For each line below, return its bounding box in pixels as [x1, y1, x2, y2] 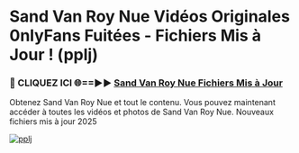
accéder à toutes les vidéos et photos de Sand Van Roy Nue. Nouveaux [9, 106, 275, 118]
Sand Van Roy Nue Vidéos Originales [9, 6, 291, 27]
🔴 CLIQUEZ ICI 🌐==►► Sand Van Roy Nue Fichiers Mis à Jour [9, 76, 284, 89]
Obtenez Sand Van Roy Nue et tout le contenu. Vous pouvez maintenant [9, 97, 276, 108]
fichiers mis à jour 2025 [9, 116, 97, 127]
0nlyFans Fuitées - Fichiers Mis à [9, 25, 262, 46]
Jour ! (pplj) [9, 45, 99, 65]
